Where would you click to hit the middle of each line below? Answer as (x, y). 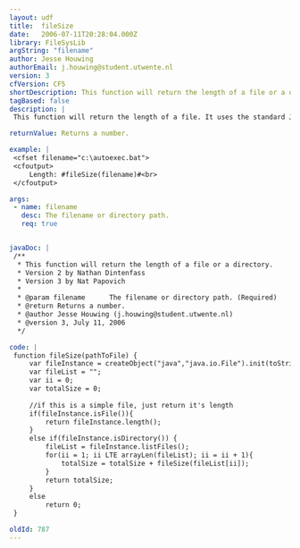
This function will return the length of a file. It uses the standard (149, 117)
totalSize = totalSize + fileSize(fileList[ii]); (155, 463)
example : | (29, 150)
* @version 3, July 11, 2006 (71, 323)
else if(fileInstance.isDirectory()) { (103, 439)
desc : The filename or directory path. (95, 215)
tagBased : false (39, 101)
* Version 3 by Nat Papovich (71, 281)
